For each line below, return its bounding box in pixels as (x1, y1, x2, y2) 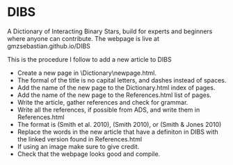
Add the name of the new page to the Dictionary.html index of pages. (17, 83, 216, 92)
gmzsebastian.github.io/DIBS (7, 42, 90, 50)
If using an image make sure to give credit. (17, 142, 140, 150)
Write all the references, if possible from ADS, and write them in (17, 105, 200, 114)
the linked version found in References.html (17, 134, 143, 143)
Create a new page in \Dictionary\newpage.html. (17, 69, 156, 77)
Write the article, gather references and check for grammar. (17, 98, 188, 106)
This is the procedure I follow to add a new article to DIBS (7, 55, 172, 63)
